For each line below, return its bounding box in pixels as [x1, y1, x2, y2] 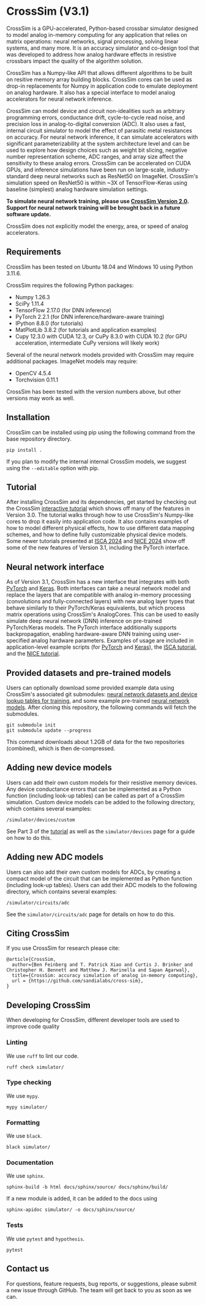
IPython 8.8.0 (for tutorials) [15, 319, 84, 327]
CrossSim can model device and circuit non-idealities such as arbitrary [6, 107, 185, 114]
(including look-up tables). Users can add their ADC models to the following [6, 881, 197, 888]
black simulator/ [6, 1144, 51, 1150]
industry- [166, 166, 190, 173]
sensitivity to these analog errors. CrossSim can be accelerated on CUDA [6, 159, 192, 167]
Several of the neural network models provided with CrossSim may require [6, 351, 195, 358]
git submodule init [6, 722, 56, 728]
